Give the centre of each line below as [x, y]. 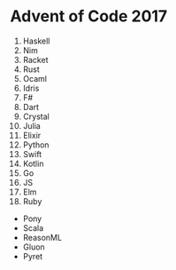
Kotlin [33, 163]
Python [36, 145]
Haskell [36, 41]
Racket [35, 60]
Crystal [36, 116]
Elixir [32, 135]
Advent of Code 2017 [89, 16]
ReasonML [42, 237]
